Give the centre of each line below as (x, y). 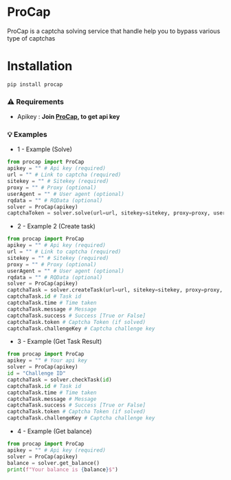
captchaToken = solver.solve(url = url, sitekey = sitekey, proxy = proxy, (109, 213)
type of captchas (31, 38)
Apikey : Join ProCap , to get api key (68, 117)
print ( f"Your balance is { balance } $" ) (63, 469)
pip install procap (35, 84)
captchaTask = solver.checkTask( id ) (59, 380)
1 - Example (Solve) (44, 149)
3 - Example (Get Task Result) (59, 342)
